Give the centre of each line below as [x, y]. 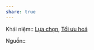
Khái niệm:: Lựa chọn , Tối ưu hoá [47, 29]
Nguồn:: [16, 40]
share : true [21, 12]
